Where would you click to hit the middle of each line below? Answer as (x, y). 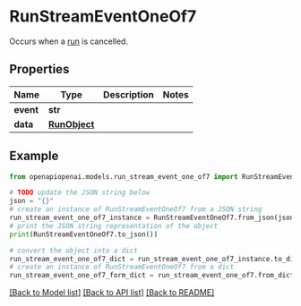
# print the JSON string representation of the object (114, 225)
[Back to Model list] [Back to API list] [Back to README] (112, 293)
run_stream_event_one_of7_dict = (72, 259)
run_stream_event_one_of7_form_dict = (82, 276)
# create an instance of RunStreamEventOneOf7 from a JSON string (136, 209)
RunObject (71, 124)
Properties (39, 69)
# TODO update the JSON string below (80, 193)
